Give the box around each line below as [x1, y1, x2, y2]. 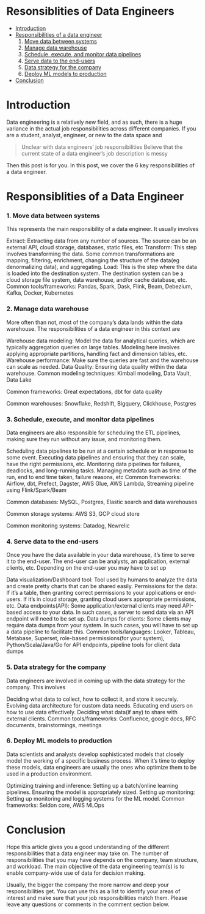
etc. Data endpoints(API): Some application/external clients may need [6, 602, 181, 610]
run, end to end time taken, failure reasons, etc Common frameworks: [6, 473, 181, 480]
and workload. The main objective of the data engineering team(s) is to [6, 863, 185, 870]
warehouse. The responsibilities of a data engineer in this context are [6, 325, 181, 332]
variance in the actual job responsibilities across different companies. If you [6, 124, 196, 132]
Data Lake [6, 376, 32, 383]
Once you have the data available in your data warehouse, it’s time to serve [6, 551, 195, 559]
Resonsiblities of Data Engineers [6, 4, 175, 18]
